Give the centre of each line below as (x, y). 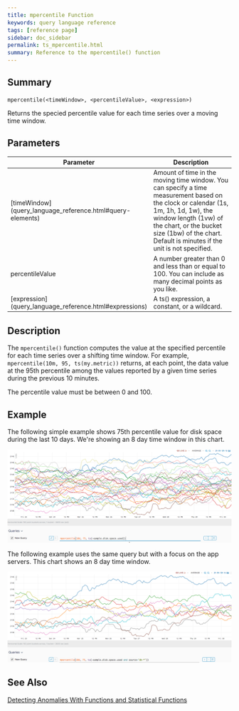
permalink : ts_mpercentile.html (55, 45)
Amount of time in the (185, 173)
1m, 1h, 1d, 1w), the (183, 211)
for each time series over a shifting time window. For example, (98, 355)
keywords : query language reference (62, 22)
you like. (165, 288)
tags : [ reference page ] (43, 30)
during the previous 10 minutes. (53, 378)
